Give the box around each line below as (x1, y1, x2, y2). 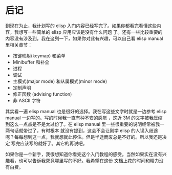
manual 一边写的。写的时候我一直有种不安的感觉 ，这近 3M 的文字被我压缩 (5, 115, 163, 121)
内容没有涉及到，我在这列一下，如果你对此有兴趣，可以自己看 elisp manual (5, 35, 163, 41)
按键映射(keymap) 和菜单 (12, 52, 66, 59)
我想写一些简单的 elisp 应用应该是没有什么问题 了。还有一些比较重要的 (14, 29, 163, 35)
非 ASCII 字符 (12, 97, 41, 103)
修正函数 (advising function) (12, 91, 72, 97)
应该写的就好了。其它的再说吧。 (19, 140, 88, 146)
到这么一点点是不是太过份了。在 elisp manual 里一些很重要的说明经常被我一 (5, 121, 165, 127)
